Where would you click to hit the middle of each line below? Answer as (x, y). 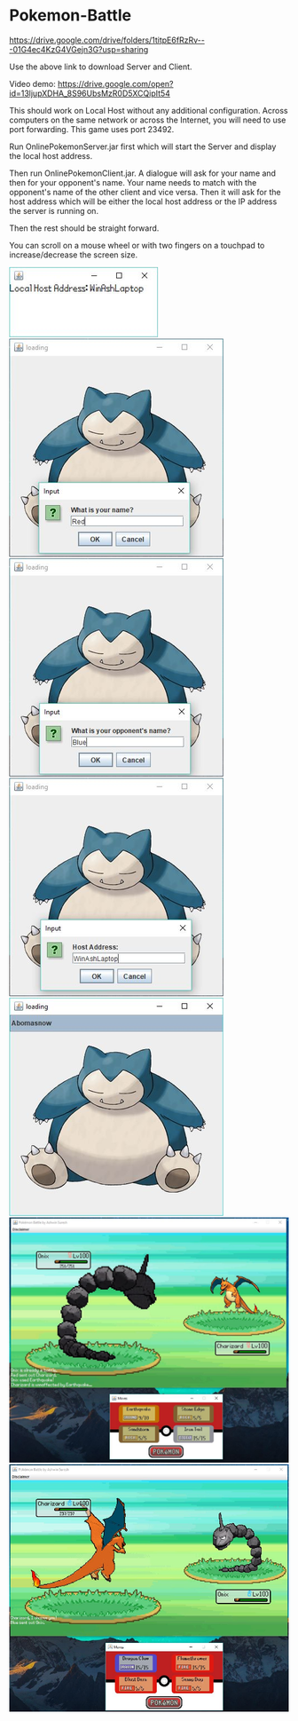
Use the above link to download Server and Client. (101, 67)
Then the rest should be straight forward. (84, 228)
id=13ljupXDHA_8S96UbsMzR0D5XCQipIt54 (90, 93)
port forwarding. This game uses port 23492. (92, 129)
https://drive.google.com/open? (115, 83)
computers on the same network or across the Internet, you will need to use (148, 120)
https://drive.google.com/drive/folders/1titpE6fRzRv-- (107, 40)
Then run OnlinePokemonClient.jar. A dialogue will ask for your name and (143, 173)
